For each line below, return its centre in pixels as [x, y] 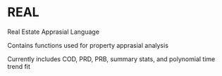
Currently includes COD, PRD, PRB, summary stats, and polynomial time [111, 59]
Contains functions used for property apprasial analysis [88, 45]
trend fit [19, 66]
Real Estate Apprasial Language [54, 32]
